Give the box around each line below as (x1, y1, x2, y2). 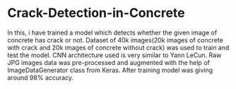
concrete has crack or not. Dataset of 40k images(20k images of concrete (7, 35, 224, 44)
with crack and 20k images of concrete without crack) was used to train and (7, 43, 230, 52)
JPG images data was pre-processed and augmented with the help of (7, 58, 210, 66)
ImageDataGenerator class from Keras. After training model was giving (7, 66, 213, 74)
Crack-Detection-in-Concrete (7, 5, 185, 21)
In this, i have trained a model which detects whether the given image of (7, 28, 218, 37)
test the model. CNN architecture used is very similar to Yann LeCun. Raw (7, 51, 222, 59)
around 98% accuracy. (7, 73, 74, 82)
